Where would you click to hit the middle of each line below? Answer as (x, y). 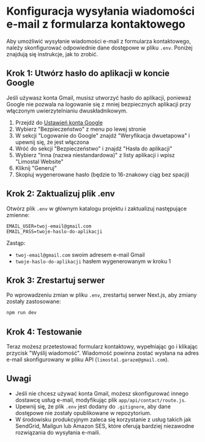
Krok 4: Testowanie (44, 332)
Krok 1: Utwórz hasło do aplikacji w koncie (88, 74)
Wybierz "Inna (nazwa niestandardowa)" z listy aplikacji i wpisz (95, 155)
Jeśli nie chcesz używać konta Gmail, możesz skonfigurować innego (102, 393)
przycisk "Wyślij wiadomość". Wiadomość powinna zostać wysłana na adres (102, 353)
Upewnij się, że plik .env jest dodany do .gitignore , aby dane (93, 406)
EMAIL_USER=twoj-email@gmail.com (49, 226)
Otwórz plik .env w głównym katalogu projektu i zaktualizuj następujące (97, 208)
